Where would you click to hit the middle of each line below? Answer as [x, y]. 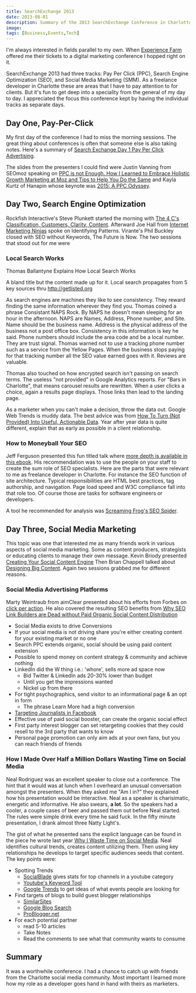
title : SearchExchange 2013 [40, 11]
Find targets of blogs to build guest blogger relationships [83, 895]
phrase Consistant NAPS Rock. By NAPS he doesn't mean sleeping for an [94, 312]
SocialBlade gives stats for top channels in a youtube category [98, 876]
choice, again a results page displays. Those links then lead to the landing [95, 392]
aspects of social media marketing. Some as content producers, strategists [96, 550]
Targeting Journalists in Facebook [55, 713]
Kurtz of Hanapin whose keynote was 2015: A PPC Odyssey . [78, 185]
